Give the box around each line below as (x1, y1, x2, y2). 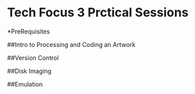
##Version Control (7, 53, 59, 62)
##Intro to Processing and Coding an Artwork (7, 40, 136, 48)
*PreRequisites (7, 27, 50, 35)
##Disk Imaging (7, 67, 51, 75)
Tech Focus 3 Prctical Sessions (7, 5, 189, 20)
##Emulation (7, 80, 43, 88)
